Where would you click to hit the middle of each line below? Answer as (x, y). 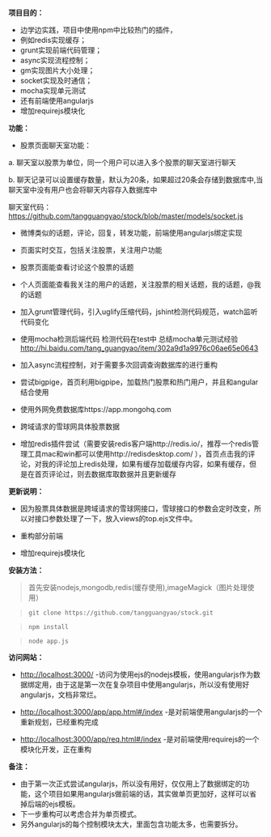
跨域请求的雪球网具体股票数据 (70, 427)
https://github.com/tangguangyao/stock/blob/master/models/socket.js (126, 216)
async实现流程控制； (55, 60)
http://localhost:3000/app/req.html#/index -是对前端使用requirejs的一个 (140, 739)
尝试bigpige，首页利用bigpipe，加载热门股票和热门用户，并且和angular (139, 382)
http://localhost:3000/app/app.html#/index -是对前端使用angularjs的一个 (141, 712)
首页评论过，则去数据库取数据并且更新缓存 (105, 474)
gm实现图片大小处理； (57, 70)
